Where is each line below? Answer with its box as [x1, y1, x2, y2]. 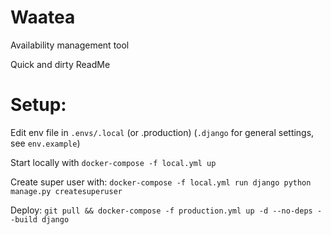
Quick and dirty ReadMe [10, 58, 111, 70]
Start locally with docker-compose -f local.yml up [10, 156, 217, 168]
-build [10, 214, 38, 225]
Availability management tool [10, 39, 130, 51]
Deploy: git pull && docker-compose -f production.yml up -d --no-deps [10, 204, 313, 216]
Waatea [10, 6, 76, 29]
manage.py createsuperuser [10, 186, 123, 196]
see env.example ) [10, 137, 81, 149]
